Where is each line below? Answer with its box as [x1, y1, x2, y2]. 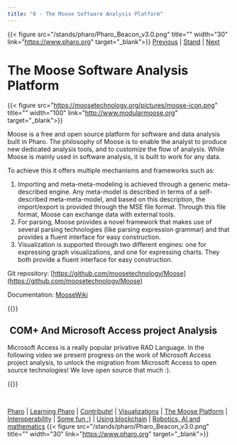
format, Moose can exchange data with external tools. [17, 210, 176, 219]
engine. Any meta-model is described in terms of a [48, 187, 197, 196]
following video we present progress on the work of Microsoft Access [7, 351, 211, 359]
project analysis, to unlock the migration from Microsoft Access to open [7, 358, 217, 367]
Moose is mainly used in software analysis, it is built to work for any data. [7, 152, 221, 160]
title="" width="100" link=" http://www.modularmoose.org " [7, 108, 178, 117]
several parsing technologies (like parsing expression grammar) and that [17, 225, 230, 234]
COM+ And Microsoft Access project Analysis [9, 324, 218, 336]
